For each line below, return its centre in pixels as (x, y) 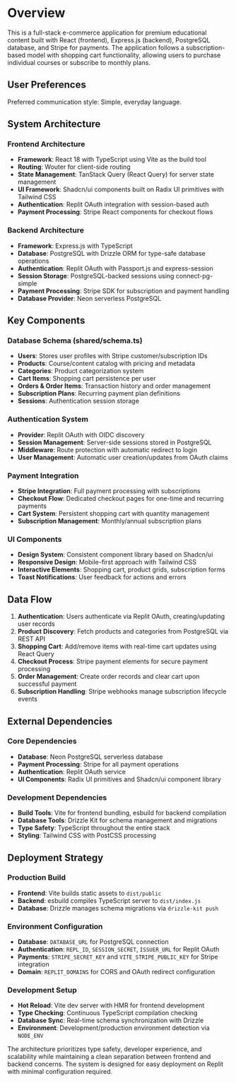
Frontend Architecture (46, 144)
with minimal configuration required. (60, 1072)
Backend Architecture (46, 230)
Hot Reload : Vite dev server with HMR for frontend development (111, 1005)
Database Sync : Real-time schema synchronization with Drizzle (111, 1020)
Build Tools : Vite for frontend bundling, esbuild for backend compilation (122, 813)
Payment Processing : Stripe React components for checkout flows (115, 212)
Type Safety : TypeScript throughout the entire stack (94, 828)
